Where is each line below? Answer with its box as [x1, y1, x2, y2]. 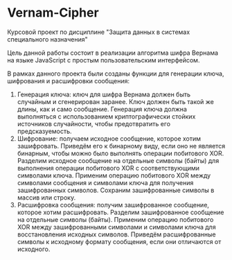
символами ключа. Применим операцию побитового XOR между [17, 171, 211, 180]
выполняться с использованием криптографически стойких [17, 112, 196, 121]
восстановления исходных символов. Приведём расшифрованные [17, 230, 216, 239]
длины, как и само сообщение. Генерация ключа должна [17, 105, 187, 113]
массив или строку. [17, 193, 76, 202]
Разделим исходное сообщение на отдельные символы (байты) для [17, 156, 220, 164]
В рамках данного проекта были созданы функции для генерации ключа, [7, 69, 224, 78]
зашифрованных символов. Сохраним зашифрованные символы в [17, 186, 215, 194]
